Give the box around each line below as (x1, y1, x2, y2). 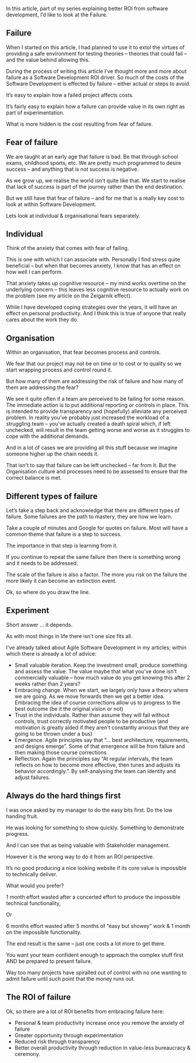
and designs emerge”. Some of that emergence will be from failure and (14, 743, 185, 750)
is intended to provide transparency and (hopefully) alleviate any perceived (6, 408, 187, 415)
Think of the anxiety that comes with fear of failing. (6, 245, 129, 252)
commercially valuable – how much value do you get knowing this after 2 (14, 674, 190, 681)
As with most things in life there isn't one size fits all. (6, 632, 133, 639)
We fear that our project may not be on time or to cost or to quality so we (6, 360, 182, 367)
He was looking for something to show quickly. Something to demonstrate (6, 824, 184, 831)
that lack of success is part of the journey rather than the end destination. (6, 183, 184, 190)
